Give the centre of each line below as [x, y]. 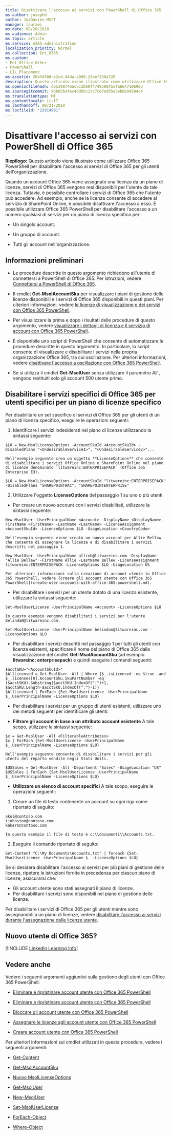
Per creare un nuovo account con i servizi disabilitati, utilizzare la [81, 505]
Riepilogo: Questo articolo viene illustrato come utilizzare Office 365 [78, 161]
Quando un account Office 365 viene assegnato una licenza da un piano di [84, 182]
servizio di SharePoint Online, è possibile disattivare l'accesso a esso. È [81, 203]
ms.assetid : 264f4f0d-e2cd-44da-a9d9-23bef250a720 [60, 77]
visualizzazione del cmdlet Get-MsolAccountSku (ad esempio [79, 654]
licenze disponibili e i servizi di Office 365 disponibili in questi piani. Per [88, 299]
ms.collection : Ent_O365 [32, 53]
